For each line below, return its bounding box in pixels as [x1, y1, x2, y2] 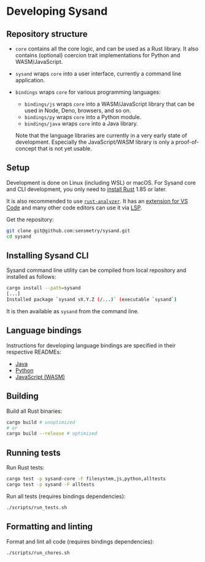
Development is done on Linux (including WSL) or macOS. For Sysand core [6, 179, 196, 186]
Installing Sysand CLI [6, 250, 89, 260]
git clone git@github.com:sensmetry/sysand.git [6, 227, 131, 234]
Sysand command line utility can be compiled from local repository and [6, 267, 187, 274]
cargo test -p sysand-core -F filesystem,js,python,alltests [6, 476, 166, 482]
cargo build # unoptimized [6, 419, 75, 425]
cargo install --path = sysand [6, 285, 81, 291]
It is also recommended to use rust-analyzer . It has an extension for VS [6, 197, 188, 205]
